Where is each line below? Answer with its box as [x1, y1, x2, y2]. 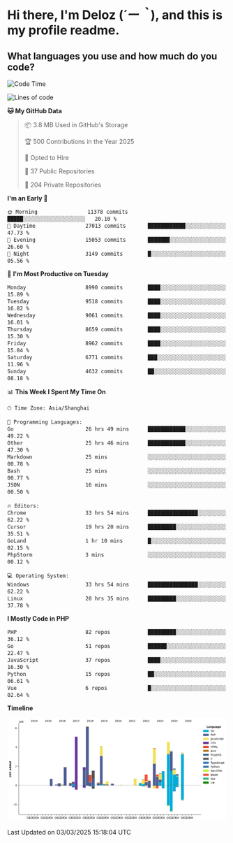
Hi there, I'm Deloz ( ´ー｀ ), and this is [7, 7, 223, 23]
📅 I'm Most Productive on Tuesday [7, 270, 110, 278]
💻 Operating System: [7, 572, 70, 579]
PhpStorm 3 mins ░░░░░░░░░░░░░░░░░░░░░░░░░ [7, 552, 227, 559]
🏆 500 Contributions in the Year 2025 [24, 138, 135, 145]
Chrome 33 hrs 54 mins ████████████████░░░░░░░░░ [7, 510, 227, 517]
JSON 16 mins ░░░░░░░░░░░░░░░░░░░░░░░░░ [7, 482, 227, 489]
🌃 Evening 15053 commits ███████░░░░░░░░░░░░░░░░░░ [7, 236, 227, 243]
